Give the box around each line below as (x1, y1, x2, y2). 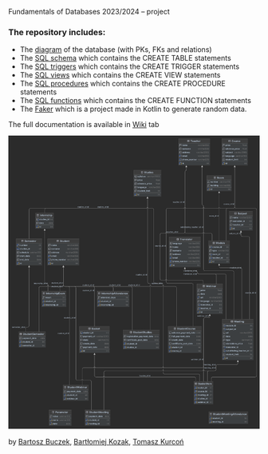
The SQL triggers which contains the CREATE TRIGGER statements (19, 62, 240, 71)
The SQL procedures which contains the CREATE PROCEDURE (19, 79, 226, 89)
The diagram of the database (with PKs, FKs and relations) (19, 45, 213, 54)
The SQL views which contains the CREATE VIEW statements (19, 70, 221, 80)
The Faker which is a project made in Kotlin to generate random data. (19, 104, 247, 114)
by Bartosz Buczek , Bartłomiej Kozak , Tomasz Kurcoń (8, 436, 184, 446)
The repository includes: (8, 26, 106, 38)
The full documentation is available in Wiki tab (8, 120, 160, 129)
